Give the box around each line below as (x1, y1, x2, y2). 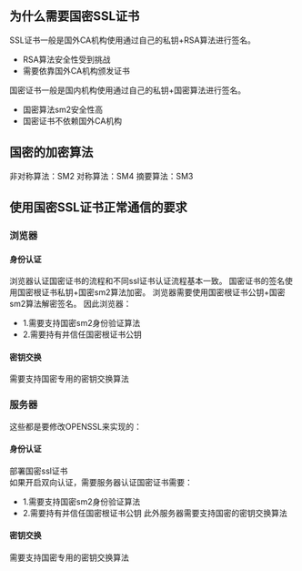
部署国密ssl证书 (9, 465, 68, 476)
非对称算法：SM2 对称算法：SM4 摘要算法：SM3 (9, 170, 194, 181)
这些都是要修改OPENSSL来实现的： (9, 421, 143, 432)
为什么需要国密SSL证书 (9, 8, 140, 25)
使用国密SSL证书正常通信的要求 (9, 199, 188, 216)
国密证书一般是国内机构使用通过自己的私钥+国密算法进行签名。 (9, 85, 247, 96)
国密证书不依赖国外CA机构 (22, 115, 123, 126)
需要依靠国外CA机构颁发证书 (22, 65, 130, 76)
